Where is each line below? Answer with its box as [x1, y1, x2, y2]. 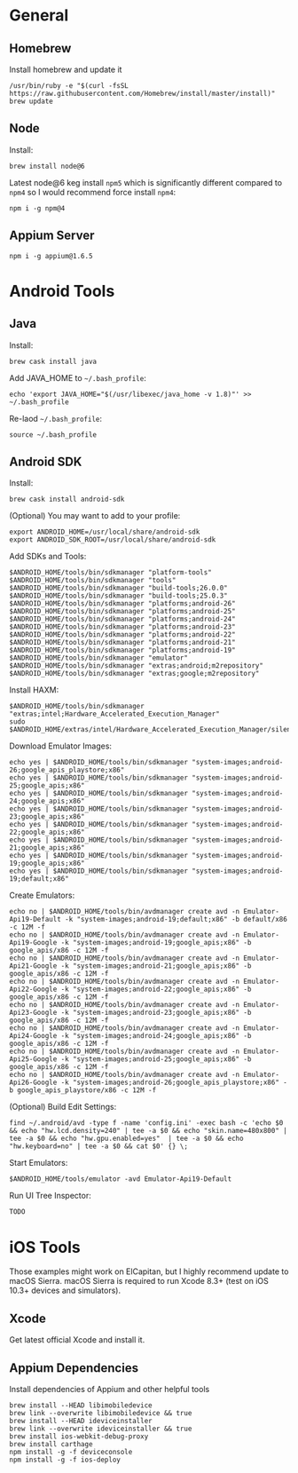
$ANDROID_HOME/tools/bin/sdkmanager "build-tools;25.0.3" [9, 591, 228, 600]
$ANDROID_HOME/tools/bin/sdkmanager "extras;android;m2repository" [9, 661, 264, 670]
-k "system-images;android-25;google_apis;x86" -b [60, 1055, 252, 1064]
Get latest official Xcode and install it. [9, 1334, 145, 1345]
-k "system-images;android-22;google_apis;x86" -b [60, 985, 252, 994]
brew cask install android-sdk [9, 495, 125, 504]
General [9, 5, 69, 26]
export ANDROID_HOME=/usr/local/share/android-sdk [9, 527, 200, 537]
